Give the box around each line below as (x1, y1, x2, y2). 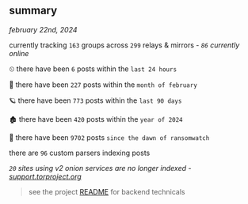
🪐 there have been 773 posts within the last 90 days (9, 96, 182, 105)
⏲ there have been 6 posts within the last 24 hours (9, 64, 177, 74)
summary (9, 4, 58, 17)
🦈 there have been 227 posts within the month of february (9, 80, 197, 89)
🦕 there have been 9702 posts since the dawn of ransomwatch (9, 132, 210, 142)
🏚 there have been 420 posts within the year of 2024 (9, 114, 183, 123)
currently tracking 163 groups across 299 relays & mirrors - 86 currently (9, 40, 240, 50)
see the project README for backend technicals (28, 187, 185, 196)
